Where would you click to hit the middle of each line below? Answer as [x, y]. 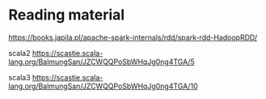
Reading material [67, 15]
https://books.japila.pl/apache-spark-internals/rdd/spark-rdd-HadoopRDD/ [133, 37]
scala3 [19, 77]
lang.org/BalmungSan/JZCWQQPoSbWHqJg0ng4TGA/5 [102, 62]
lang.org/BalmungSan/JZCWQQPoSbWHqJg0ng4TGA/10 [103, 86]
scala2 [19, 53]
